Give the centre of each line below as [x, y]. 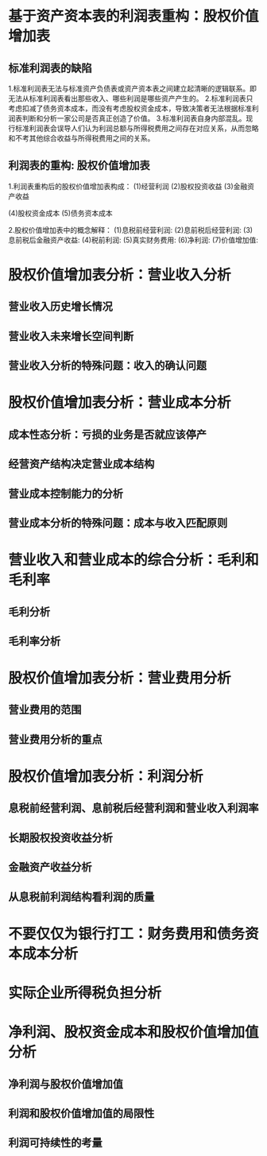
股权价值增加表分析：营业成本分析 [120, 403]
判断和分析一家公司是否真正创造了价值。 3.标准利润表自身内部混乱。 [134, 118]
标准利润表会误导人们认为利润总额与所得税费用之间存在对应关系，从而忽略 [137, 128]
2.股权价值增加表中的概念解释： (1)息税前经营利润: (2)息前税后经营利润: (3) [130, 230]
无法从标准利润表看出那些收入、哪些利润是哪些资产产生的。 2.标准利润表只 [131, 99]
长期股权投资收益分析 [60, 838]
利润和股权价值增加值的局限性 [81, 1113]
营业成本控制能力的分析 [66, 493]
